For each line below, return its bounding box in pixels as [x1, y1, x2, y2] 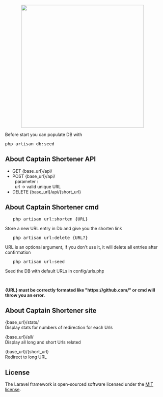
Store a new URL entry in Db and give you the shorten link [5, 225, 122, 231]
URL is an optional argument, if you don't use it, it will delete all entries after [5, 244, 158, 250]
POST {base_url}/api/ [12, 173, 55, 179]
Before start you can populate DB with [5, 132, 82, 137]
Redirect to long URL [5, 354, 47, 360]
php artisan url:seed [13, 259, 65, 265]
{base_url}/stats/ [5, 319, 39, 325]
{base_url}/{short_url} [5, 349, 49, 355]
